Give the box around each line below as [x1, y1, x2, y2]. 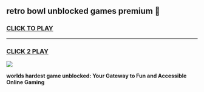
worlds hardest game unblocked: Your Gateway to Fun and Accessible [6, 72, 187, 79]
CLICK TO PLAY [6, 24, 53, 33]
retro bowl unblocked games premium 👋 [6, 6, 160, 16]
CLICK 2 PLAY [6, 47, 49, 55]
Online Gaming [6, 78, 45, 85]
